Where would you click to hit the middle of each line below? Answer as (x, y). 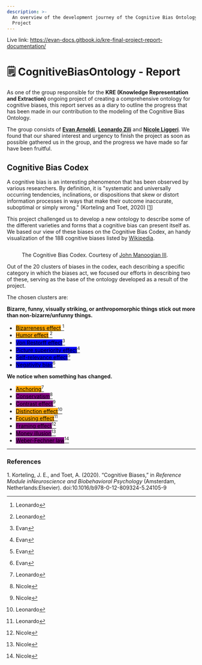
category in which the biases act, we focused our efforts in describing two (99, 273)
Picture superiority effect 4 (48, 350)
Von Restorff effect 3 (40, 342)
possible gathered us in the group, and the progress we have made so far (97, 142)
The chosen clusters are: (37, 297)
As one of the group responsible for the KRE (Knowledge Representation (98, 92)
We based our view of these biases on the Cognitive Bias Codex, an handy (99, 232)
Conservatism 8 (34, 396)
